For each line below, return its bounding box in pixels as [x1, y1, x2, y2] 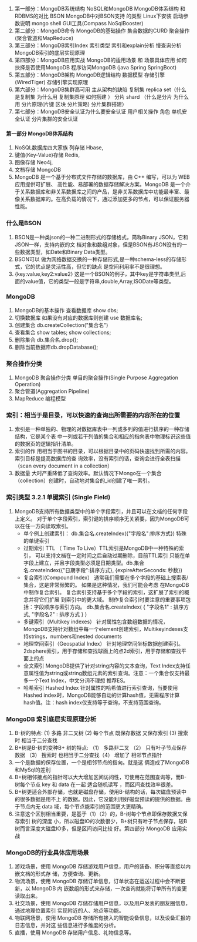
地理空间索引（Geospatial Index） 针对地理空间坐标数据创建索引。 [23, 640, 184, 647]
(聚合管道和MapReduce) [14, 35, 74, 41]
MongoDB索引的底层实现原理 [14, 49, 86, 56]
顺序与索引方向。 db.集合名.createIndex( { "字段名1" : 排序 [43, 603, 184, 610]
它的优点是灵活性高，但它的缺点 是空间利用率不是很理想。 [25, 263, 165, 270]
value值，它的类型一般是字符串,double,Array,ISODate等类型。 [25, 278, 175, 285]
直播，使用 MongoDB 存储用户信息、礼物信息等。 [14, 929, 135, 936]
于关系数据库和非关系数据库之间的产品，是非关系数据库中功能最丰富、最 [14, 188, 189, 195]
